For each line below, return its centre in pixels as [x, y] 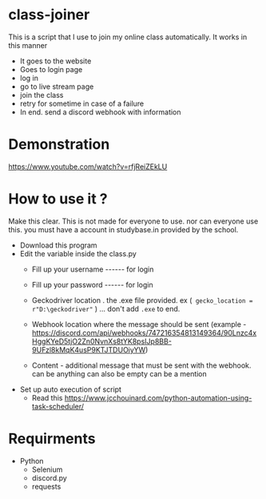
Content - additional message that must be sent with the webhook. [141, 365]
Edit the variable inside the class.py [78, 253]
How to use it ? [58, 199]
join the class [42, 95]
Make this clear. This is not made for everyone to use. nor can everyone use [133, 221]
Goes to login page [51, 69]
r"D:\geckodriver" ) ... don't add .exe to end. [106, 308]
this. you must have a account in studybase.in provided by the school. [123, 229]
